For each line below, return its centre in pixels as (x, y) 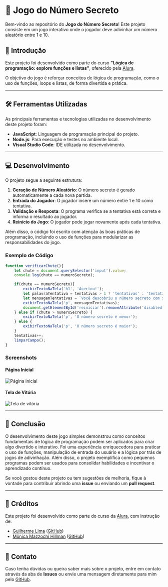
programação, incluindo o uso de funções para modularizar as (69, 237)
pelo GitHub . (18, 579)
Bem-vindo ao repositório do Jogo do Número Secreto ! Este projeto (75, 24)
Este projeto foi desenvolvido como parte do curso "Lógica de (69, 63)
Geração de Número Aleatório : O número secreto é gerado (73, 190)
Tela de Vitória (20, 392)
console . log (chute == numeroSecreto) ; (54, 275)
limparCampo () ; (30, 340)
